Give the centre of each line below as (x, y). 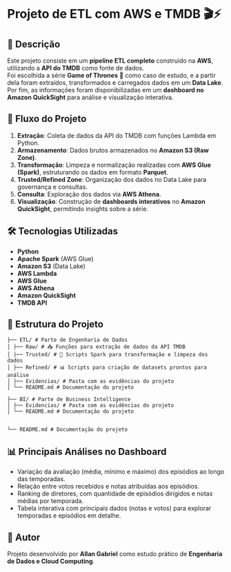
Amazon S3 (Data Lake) (51, 266)
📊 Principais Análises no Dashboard (87, 452)
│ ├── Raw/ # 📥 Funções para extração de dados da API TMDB (97, 347)
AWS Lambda (37, 273)
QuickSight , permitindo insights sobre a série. (83, 209)
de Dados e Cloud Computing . (51, 561)
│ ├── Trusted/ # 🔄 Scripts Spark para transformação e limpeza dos (108, 355)
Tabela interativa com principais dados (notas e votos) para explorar (114, 509)
